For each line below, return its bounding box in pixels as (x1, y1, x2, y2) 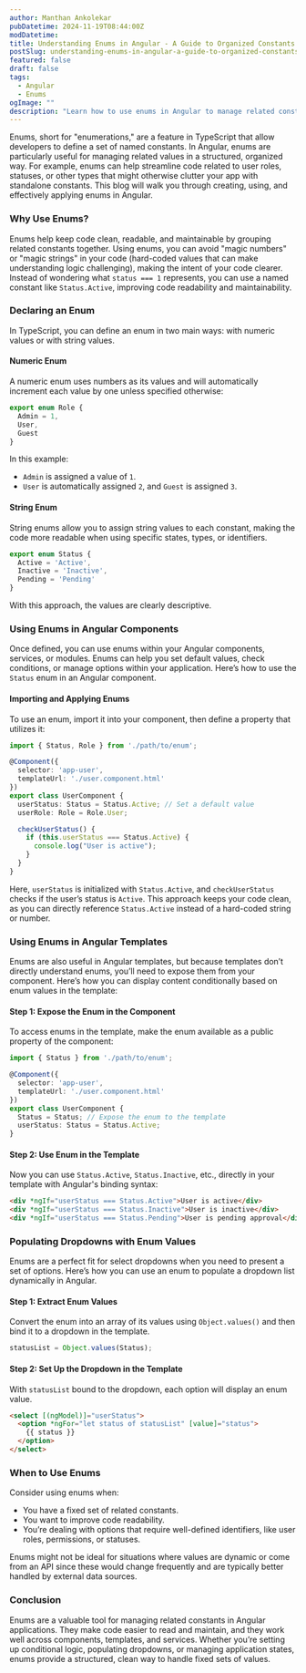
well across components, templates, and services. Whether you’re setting (9, 1634, 285, 1645)
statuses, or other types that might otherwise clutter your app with (9, 170, 259, 181)
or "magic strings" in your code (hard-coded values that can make (9, 253, 259, 263)
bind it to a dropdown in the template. (9, 1326, 150, 1337)
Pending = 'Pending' (17, 575, 96, 584)
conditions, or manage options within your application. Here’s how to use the (9, 663, 297, 674)
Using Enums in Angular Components (9, 622, 179, 635)
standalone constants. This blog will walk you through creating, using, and (9, 180, 289, 191)
